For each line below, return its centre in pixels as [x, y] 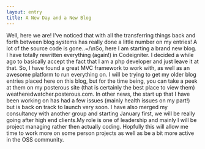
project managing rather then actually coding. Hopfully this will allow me [97, 126]
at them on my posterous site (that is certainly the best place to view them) [101, 87]
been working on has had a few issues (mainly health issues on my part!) [98, 100]
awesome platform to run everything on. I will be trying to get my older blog [102, 74]
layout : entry [24, 12]
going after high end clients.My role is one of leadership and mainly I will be [102, 120]
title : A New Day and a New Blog [49, 18]
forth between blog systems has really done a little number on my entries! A [102, 42]
